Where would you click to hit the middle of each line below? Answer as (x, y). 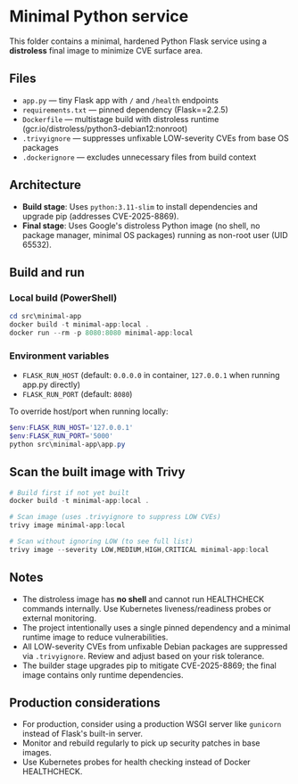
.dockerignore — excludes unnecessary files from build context (139, 157)
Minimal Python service (99, 17)
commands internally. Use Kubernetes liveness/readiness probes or (147, 608)
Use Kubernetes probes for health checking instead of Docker (137, 762)
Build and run (47, 272)
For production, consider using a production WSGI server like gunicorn (152, 724)
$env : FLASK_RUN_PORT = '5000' (62, 436)
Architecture (46, 185)
